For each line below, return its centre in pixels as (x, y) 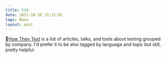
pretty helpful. (20, 50)
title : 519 (17, 10)
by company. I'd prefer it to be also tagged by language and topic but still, (83, 45)
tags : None (17, 20)
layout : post (19, 24)
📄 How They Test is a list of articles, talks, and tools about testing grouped (83, 39)
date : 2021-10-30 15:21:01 (34, 15)
